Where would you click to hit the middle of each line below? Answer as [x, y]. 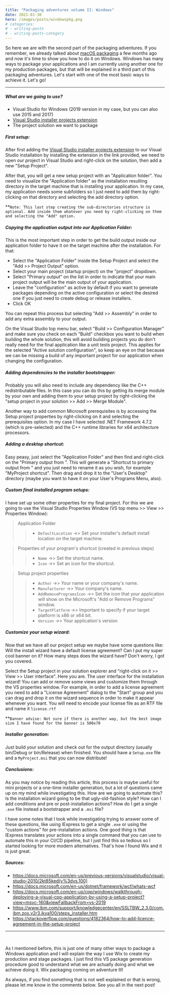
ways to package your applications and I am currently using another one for [84, 64]
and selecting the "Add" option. [40, 216]
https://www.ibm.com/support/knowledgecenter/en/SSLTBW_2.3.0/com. [88, 908]
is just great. [18, 851]
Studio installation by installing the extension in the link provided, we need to [85, 155]
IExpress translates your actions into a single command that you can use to [83, 835]
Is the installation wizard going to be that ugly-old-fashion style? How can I [83, 798]
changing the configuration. [34, 361]
